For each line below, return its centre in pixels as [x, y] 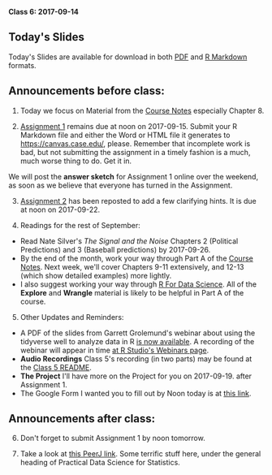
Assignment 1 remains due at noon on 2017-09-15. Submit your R [129, 126]
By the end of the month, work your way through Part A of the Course [136, 258]
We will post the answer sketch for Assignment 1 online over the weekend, [133, 176]
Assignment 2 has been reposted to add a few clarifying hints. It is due [138, 201]
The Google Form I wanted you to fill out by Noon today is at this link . [136, 393]
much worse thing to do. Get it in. [76, 161]
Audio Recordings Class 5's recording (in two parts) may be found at [136, 358]
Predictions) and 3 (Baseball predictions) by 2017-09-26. [115, 249]
